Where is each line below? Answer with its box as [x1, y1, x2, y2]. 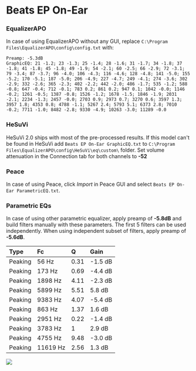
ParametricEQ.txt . [16, 187, 60, 194]
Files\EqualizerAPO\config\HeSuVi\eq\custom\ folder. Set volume [6, 146, 165, 153]
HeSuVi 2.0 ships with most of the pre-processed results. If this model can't [6, 133, 190, 141]
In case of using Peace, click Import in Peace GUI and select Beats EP [6, 181, 175, 188]
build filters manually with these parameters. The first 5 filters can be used [6, 221, 187, 228]
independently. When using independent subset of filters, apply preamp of [6, 228, 187, 235]
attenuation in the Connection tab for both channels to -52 [6, 152, 148, 159]
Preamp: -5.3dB [6, 55, 43, 62]
